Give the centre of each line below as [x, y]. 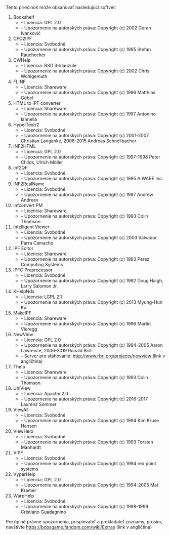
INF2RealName [29, 184]
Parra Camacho [37, 243]
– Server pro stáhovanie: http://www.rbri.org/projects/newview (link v [93, 356]
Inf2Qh [20, 168]
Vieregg [29, 329]
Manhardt [31, 447]
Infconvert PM [28, 205]
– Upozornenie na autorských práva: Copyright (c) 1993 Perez [85, 259]
